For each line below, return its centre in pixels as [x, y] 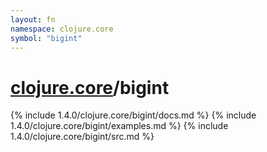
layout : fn [33, 19]
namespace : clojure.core [62, 29]
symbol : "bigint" [46, 38]
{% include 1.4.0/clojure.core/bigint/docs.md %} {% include [133, 115]
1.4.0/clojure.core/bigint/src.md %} [82, 137]
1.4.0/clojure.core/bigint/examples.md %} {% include [119, 126]
